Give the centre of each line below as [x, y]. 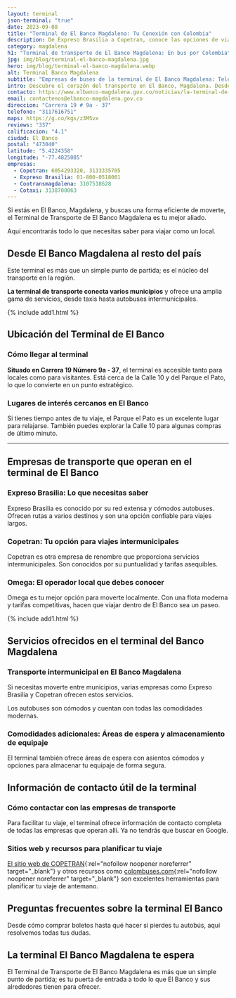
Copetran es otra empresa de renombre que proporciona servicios [103, 557]
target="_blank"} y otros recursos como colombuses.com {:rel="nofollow [112, 871]
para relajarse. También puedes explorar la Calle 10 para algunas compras [114, 426]
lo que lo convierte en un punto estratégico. [71, 384]
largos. [17, 523]
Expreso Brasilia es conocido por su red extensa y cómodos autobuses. [111, 508]
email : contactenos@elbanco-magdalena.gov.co [75, 99]
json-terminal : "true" [40, 20]
